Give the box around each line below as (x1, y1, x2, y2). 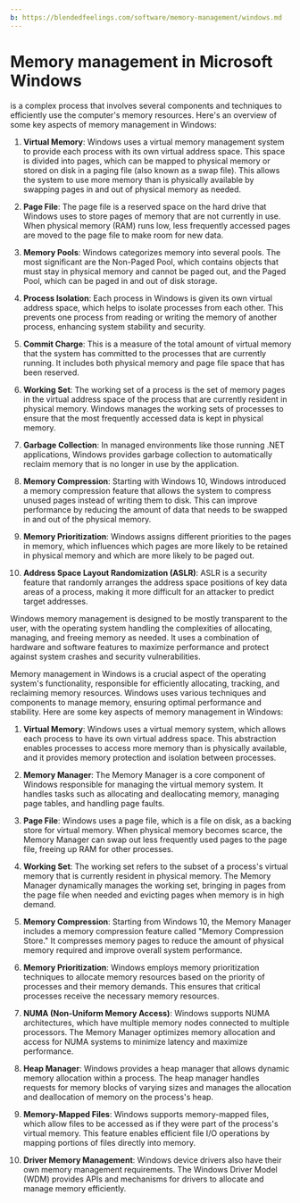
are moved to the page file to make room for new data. (22, 230, 224, 240)
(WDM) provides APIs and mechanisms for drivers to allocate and (22, 1174, 264, 1184)
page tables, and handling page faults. (22, 798, 165, 808)
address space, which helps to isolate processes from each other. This (22, 302, 284, 313)
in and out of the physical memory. (22, 514, 152, 524)
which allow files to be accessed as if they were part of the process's (22, 1118, 279, 1129)
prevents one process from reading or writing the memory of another (22, 312, 278, 322)
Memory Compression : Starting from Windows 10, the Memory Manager (22, 916, 292, 927)
